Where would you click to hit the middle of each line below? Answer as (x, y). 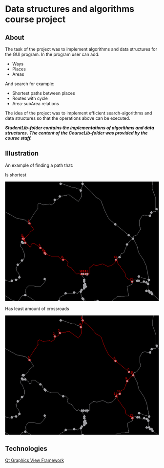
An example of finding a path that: (39, 165)
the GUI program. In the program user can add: (52, 54)
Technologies (26, 448)
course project (35, 19)
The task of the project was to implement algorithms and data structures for (81, 49)
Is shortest (16, 175)
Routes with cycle (30, 98)
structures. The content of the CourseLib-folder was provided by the (76, 133)
